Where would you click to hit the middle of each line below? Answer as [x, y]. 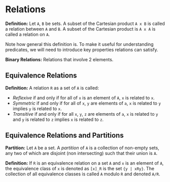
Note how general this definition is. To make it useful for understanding [79, 44]
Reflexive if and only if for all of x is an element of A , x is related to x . [83, 97]
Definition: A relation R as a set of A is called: [52, 88]
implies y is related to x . [37, 109]
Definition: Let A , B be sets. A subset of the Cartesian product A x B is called [85, 23]
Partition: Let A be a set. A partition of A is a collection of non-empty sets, [82, 148]
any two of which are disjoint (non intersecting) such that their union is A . [81, 153]
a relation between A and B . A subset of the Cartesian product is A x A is [80, 29]
